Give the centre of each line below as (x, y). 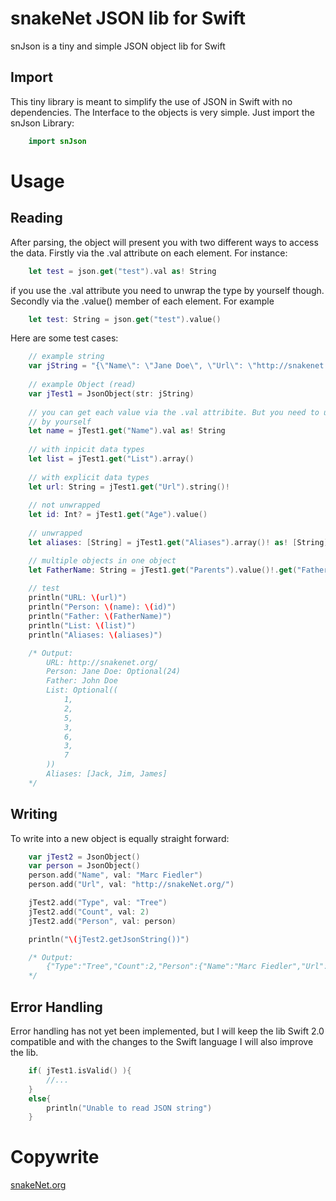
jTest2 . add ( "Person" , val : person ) (102, 921)
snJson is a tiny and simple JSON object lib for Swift (118, 46)
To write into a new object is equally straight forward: (120, 838)
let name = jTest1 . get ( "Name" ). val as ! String (127, 431)
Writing (34, 814)
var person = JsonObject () (84, 866)
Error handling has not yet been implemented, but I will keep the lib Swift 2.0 (167, 1031)
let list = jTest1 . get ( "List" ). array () (111, 459)
